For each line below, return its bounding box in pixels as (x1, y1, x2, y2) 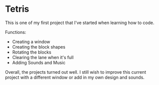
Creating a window (12, 38, 50, 45)
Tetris (5, 3, 29, 15)
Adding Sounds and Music (12, 59, 66, 65)
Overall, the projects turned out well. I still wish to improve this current (5, 69, 146, 75)
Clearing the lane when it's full (12, 54, 74, 60)
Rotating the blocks (12, 49, 51, 55)
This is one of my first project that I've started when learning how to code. (5, 20, 155, 26)
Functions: (5, 29, 26, 35)
